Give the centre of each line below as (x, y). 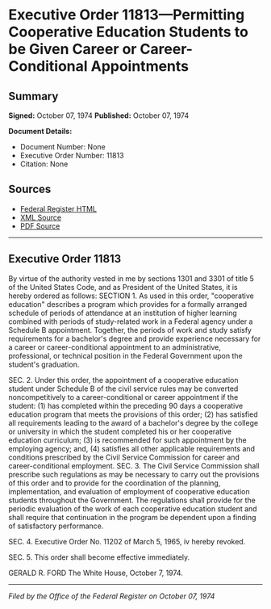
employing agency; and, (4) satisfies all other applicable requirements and (132, 448)
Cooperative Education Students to (128, 32)
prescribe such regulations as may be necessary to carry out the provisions (134, 474)
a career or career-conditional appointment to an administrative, (115, 347)
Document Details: (40, 131)
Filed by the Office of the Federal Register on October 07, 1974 (112, 596)
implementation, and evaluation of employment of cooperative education (129, 491)
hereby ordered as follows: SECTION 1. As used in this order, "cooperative (131, 296)
